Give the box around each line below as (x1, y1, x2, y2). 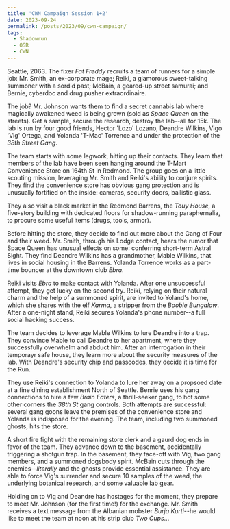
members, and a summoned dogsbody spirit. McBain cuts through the (7, 457, 205, 465)
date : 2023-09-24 (7, 16, 57, 23)
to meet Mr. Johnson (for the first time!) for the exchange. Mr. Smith (7, 500, 199, 508)
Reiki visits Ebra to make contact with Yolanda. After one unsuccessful (7, 279, 206, 287)
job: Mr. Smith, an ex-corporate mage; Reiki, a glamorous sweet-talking (7, 74, 208, 82)
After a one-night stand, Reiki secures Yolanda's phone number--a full (7, 308, 205, 316)
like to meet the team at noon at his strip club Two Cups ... (7, 514, 170, 522)
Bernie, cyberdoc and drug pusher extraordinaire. (7, 88, 147, 97)
